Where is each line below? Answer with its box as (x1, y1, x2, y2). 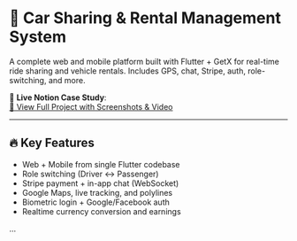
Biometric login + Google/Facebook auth (21, 197, 170, 207)
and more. (48, 74, 86, 85)
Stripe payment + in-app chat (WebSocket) (21, 177, 179, 189)
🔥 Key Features (9, 136, 95, 151)
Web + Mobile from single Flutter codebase (21, 159, 180, 169)
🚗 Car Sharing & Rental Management (9, 8, 281, 28)
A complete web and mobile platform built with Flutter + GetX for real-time (9, 56, 280, 66)
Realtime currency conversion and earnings (21, 206, 181, 216)
